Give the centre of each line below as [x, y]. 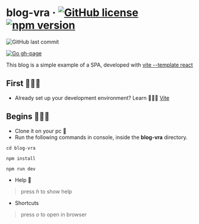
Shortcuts [27, 203]
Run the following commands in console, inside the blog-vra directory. [101, 137]
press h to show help [46, 191]
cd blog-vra [21, 148]
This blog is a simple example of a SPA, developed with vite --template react [99, 65]
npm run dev [21, 169]
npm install [21, 158]
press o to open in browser [54, 214]
